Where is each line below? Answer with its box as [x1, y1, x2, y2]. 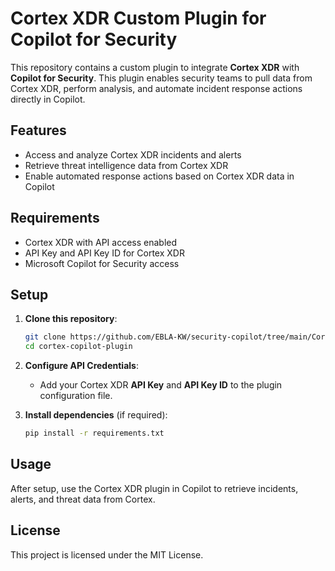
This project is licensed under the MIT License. [10, 548, 204, 561]
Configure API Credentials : [24, 360, 139, 372]
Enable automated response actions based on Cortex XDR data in [24, 170, 295, 182]
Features [10, 122, 67, 139]
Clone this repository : [24, 313, 118, 325]
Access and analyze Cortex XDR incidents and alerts [24, 148, 242, 161]
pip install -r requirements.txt [24, 428, 165, 439]
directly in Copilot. [10, 93, 86, 105]
